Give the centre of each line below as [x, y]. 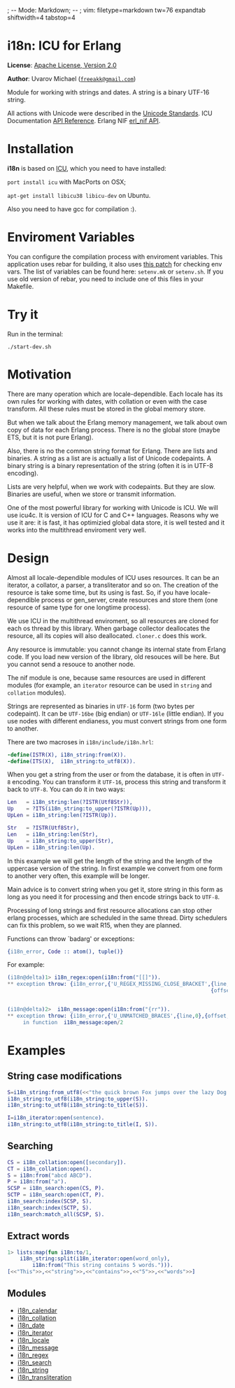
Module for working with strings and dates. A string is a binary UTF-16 [108, 92]
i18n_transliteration [44, 1377]
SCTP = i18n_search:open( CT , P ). [56, 1195]
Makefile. [21, 286]
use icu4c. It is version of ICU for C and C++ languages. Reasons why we [113, 515]
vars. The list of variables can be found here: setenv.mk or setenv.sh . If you [115, 271]
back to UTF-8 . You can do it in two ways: [66, 789]
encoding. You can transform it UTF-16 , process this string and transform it [119, 782]
